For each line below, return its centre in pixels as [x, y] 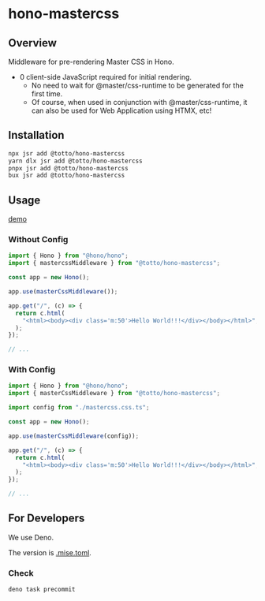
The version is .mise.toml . [50, 552]
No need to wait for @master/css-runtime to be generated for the [138, 85]
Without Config [38, 240]
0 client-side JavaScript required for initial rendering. [105, 77]
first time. [47, 94]
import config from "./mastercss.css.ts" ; [79, 408]
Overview [33, 43]
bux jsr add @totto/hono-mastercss [67, 175]
